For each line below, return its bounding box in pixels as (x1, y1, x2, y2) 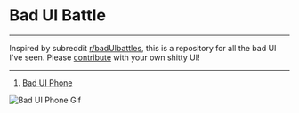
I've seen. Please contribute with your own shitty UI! (9, 52, 200, 63)
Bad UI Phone (21, 77, 73, 88)
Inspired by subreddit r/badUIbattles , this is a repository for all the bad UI (9, 42, 277, 53)
